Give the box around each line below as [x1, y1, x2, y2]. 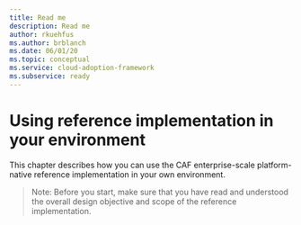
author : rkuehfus [9, 30, 75, 39]
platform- [257, 159, 292, 170]
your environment [9, 130, 146, 149]
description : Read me [9, 22, 91, 31]
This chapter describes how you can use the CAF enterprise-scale [9, 159, 256, 170]
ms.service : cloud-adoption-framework [9, 64, 155, 73]
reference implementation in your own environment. [33, 168, 226, 180]
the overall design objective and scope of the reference [31, 195, 237, 207]
